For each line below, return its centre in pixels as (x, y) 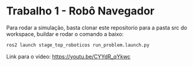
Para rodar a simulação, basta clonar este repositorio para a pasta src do (97, 28)
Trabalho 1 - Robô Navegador (81, 11)
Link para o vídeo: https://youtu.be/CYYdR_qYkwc (68, 56)
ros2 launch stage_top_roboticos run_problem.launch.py (78, 45)
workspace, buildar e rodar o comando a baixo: (65, 34)
